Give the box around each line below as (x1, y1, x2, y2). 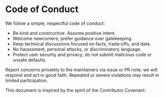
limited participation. (5, 77, 48, 83)
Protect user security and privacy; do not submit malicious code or (12, 52, 152, 58)
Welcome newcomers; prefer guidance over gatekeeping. (12, 35, 133, 41)
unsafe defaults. (12, 57, 47, 63)
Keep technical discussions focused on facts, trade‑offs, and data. (12, 40, 151, 46)
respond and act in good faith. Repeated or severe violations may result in (5, 72, 159, 78)
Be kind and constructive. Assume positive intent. (12, 30, 116, 36)
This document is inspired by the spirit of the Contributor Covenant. (5, 87, 146, 93)
